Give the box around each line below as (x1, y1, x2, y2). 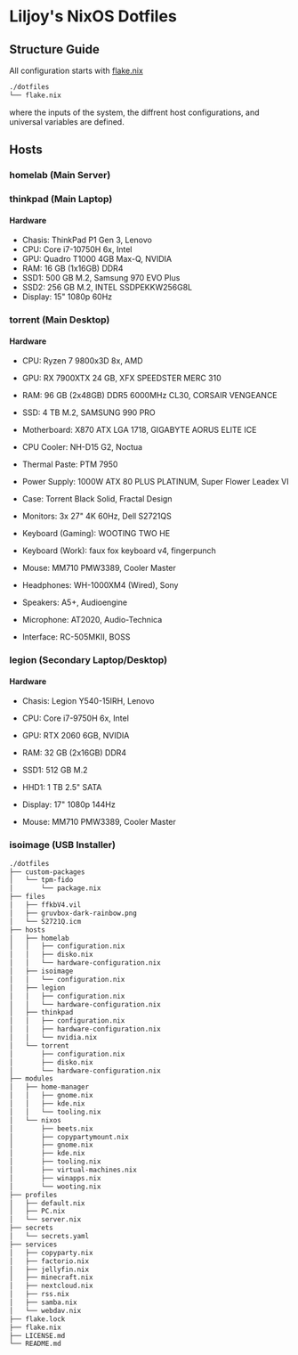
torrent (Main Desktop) (9, 314, 110, 326)
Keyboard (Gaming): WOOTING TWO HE (21, 528, 171, 539)
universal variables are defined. (9, 116, 125, 127)
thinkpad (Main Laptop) (9, 192, 113, 205)
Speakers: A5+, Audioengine (21, 597, 128, 608)
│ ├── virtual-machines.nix (9, 1165, 138, 1175)
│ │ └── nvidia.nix (9, 1033, 98, 1042)
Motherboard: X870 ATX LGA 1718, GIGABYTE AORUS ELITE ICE (21, 425, 257, 436)
